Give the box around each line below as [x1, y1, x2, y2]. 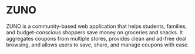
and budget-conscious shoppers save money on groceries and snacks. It [6, 28, 183, 35]
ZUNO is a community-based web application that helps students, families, [6, 23, 187, 30]
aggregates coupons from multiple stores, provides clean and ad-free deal [6, 35, 187, 42]
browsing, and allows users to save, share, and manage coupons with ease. [6, 41, 189, 48]
